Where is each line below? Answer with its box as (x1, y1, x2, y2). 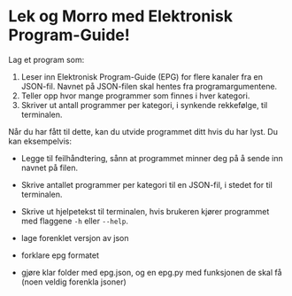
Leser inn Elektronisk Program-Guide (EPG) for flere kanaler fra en (20, 71, 263, 82)
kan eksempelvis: (8, 136, 73, 146)
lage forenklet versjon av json (20, 232, 129, 243)
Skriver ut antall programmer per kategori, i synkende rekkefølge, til (20, 99, 268, 110)
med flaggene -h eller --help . (20, 215, 129, 226)
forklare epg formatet (20, 250, 99, 261)
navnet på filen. (20, 162, 79, 173)
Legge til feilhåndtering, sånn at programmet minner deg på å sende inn (20, 152, 284, 163)
